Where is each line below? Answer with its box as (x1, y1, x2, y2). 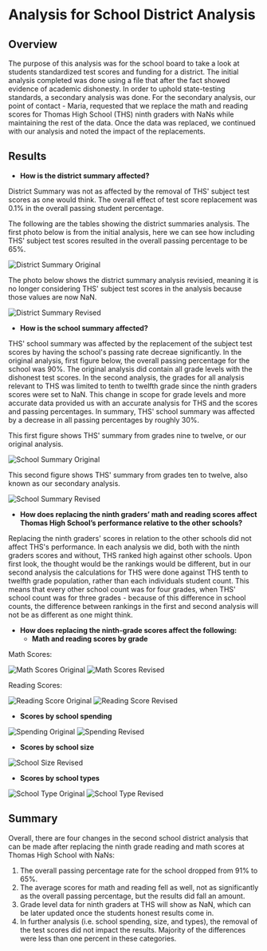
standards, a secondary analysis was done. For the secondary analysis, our (8, 93, 257, 101)
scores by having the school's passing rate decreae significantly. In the (8, 347, 242, 356)
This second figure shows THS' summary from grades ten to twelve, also (8, 470, 249, 479)
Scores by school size (19, 742, 94, 752)
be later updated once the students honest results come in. (19, 908, 214, 917)
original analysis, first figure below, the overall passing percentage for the (8, 356, 250, 365)
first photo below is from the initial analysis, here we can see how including (8, 227, 255, 237)
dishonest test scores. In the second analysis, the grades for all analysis (8, 372, 245, 382)
